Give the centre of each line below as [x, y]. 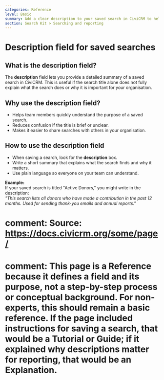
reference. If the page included [69, 318]
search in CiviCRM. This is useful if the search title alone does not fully [76, 82]
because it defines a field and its [72, 277]
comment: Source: [43, 223]
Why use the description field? [53, 103]
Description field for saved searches [80, 47]
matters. [20, 168]
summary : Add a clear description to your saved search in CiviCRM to [78, 19]
